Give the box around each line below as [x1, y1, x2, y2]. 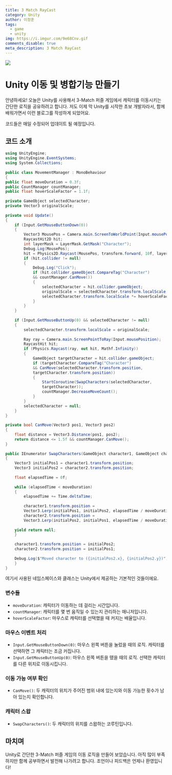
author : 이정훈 [5, 17, 35, 22]
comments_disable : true [5, 41, 56, 46]
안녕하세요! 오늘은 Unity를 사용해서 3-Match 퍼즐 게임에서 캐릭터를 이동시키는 [5, 97, 162, 103]
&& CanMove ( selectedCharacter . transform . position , [32, 365, 143, 371]
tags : [5, 22, 17, 27]
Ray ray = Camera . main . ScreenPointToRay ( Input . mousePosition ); [24, 337, 161, 342]
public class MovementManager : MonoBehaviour [5, 170, 106, 175]
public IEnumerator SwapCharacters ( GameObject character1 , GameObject [5, 451, 159, 456]
